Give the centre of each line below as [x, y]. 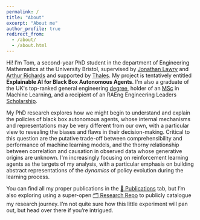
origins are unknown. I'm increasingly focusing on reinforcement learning [97, 157]
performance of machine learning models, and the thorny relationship [93, 145]
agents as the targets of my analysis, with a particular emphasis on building [100, 164]
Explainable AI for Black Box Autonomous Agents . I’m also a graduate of [98, 81]
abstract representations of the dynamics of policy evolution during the [95, 170]
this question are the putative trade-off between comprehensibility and [94, 138]
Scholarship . [22, 101]
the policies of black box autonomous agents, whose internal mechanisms [98, 119]
